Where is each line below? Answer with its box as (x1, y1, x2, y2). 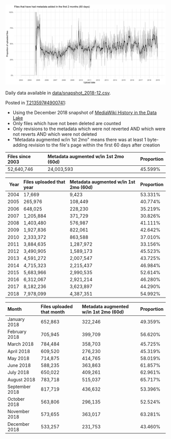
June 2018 (7, 362, 31, 368)
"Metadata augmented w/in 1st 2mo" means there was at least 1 (12, 137, 147, 142)
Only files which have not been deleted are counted (12, 121, 121, 126)
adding (12, 142, 28, 148)
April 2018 (7, 348, 31, 354)
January (7, 316, 25, 322)
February (7, 329, 27, 335)
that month (40, 309, 65, 315)
